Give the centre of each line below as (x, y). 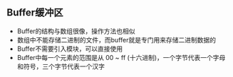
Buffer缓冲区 (35, 13)
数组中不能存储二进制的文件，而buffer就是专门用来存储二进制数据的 (116, 40)
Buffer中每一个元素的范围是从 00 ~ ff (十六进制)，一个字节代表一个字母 (121, 57)
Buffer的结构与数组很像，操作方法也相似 (76, 31)
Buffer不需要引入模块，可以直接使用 (70, 49)
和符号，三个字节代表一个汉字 (61, 66)
